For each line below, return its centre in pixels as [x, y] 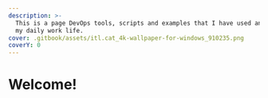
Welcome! [43, 85]
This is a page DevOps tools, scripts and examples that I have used [133, 23]
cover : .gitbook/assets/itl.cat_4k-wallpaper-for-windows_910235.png [126, 38]
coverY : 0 [25, 45]
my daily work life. [49, 30]
